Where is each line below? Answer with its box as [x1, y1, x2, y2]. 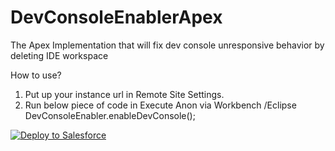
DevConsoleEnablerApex [10, 6, 223, 29]
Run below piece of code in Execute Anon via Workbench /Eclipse [24, 99, 297, 111]
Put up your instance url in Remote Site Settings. [24, 88, 225, 100]
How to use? [10, 69, 62, 81]
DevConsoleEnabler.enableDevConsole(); [24, 109, 196, 121]
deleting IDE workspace [10, 49, 109, 61]
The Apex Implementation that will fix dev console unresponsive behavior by [10, 39, 325, 51]
